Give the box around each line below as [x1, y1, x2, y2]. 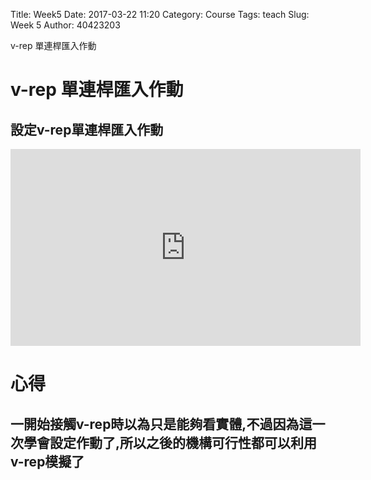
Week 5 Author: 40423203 [10, 19, 121, 31]
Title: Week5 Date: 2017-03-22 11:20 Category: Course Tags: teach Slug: [10, 9, 310, 20]
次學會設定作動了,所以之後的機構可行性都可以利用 [10, 434, 318, 451]
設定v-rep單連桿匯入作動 [10, 121, 164, 138]
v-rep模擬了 [10, 453, 85, 470]
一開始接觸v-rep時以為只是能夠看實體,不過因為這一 [10, 415, 326, 433]
